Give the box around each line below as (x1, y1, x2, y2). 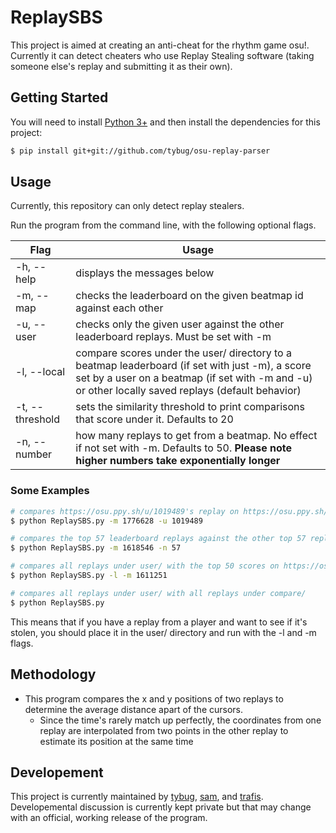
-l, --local (15, 365, 66, 379)
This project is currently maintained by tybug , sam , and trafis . (10, 791, 264, 803)
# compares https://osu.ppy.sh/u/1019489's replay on (10, 506, 240, 516)
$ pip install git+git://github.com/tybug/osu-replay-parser (10, 146, 271, 156)
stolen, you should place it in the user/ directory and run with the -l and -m (10, 626, 317, 638)
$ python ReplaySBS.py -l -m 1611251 (10, 571, 168, 581)
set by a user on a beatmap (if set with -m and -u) (75, 371, 313, 385)
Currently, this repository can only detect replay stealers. (10, 200, 245, 212)
